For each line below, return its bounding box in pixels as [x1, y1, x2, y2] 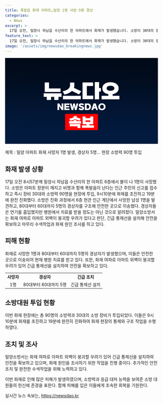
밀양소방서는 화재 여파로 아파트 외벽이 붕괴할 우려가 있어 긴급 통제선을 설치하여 [5, 354, 154, 359]
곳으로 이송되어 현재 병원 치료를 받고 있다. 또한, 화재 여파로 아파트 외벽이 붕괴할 [5, 256, 155, 262]
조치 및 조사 [5, 340, 38, 348]
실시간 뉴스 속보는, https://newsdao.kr [5, 393, 79, 398]
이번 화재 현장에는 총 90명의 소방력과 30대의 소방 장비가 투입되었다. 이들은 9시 [5, 312, 154, 318]
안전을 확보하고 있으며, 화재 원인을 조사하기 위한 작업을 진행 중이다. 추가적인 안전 [5, 360, 158, 366]
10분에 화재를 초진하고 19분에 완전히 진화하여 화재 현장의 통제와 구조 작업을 [5, 319, 147, 324]
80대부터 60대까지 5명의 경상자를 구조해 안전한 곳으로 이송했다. [19, 203, 140, 209]
